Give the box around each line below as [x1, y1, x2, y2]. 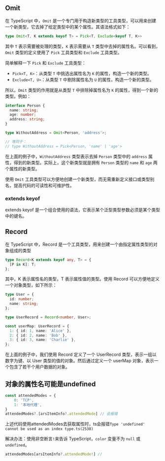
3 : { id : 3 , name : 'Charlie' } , [9, 338, 76, 343]
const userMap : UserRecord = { [5, 323, 69, 329]
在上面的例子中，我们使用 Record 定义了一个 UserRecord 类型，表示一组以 [5, 351, 157, 357]
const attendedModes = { [5, 393, 56, 398]
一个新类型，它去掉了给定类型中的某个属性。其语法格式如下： [5, 24, 131, 30]
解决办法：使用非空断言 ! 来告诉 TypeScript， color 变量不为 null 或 [5, 436, 141, 442]
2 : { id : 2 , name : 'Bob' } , [9, 333, 67, 338]
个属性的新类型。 [5, 165, 40, 172]
